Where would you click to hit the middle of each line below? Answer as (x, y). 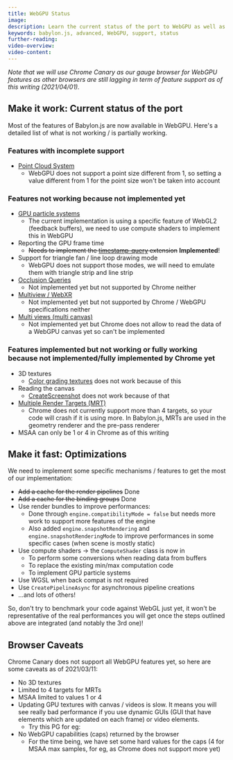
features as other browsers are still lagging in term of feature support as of (115, 79)
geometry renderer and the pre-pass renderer (94, 425)
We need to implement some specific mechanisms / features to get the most (117, 471)
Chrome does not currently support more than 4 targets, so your (120, 410)
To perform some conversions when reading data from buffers (118, 558)
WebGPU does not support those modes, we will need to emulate (121, 265)
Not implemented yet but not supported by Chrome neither (112, 287)
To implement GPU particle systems (79, 573)
